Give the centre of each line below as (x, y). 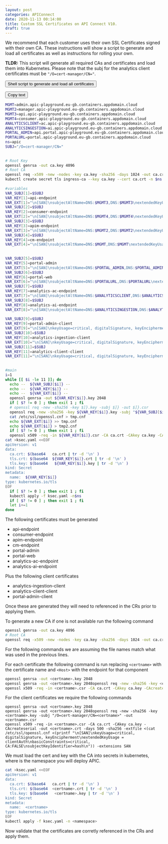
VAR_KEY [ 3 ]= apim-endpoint (32, 226)
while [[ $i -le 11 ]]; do (33, 379)
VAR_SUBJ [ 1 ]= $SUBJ (24, 193)
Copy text (17, 95)
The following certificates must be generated (51, 519)
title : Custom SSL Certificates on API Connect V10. (61, 24)
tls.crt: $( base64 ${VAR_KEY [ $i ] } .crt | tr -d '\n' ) (68, 459)
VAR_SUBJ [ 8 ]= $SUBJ (24, 300)
